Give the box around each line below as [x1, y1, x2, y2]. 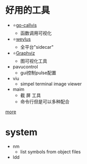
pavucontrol [12, 63, 38, 70]
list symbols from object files [20, 148, 81, 155]
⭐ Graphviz [12, 50, 35, 56]
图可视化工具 [20, 58, 47, 64]
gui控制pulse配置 [20, 70, 56, 76]
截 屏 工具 [20, 92, 41, 98]
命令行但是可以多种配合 [20, 99, 70, 105]
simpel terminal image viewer [20, 81, 82, 87]
